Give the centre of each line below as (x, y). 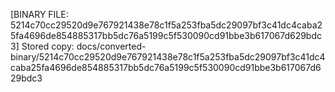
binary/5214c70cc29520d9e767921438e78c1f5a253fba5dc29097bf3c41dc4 (168, 57)
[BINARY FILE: (39, 14)
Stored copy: (48, 46)
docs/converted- (111, 46)
